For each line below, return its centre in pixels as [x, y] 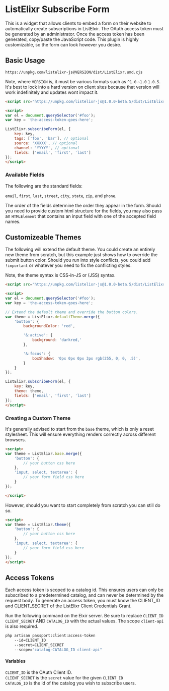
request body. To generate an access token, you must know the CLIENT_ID [83, 601]
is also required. [22, 626]
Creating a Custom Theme [38, 418]
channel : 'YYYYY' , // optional [47, 148]
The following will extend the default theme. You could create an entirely [80, 249]
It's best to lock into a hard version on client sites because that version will [82, 87]
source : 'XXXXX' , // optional [46, 143]
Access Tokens [30, 578]
